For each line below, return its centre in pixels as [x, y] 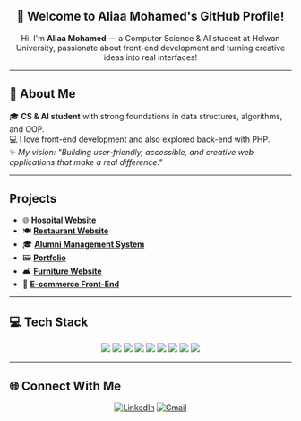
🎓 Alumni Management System [83, 244]
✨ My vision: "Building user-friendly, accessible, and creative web [132, 152]
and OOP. [27, 129]
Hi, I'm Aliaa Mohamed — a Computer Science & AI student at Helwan [150, 38]
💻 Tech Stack [49, 322]
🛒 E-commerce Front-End [71, 285]
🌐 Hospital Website [59, 220]
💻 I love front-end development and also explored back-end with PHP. [140, 139]
